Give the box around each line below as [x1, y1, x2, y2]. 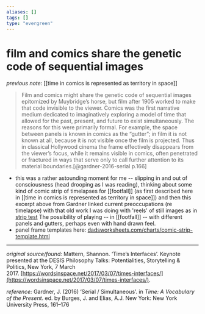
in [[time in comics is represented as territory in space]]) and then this [15, 194, 192, 201]
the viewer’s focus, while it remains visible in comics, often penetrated [21, 150, 198, 157]
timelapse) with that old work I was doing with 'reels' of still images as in [15, 207, 197, 214]
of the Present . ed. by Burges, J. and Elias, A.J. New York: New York [6, 294, 178, 302]
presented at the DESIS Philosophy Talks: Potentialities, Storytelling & [6, 257, 181, 264]
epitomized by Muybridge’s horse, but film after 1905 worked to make [21, 98, 196, 105]
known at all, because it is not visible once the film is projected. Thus [21, 137, 195, 144]
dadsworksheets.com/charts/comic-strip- [87, 226, 193, 234]
